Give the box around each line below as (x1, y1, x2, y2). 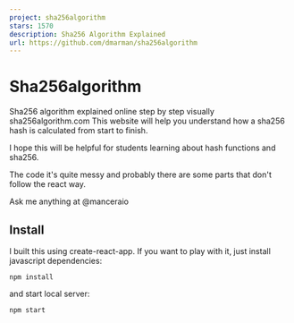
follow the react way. (9, 179, 87, 190)
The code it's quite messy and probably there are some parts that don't (9, 169, 273, 180)
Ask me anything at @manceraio (9, 196, 130, 207)
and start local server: (9, 288, 90, 299)
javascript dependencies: (9, 256, 103, 266)
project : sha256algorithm (9, 13, 105, 22)
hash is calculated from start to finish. (9, 125, 148, 136)
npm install (9, 273, 54, 282)
